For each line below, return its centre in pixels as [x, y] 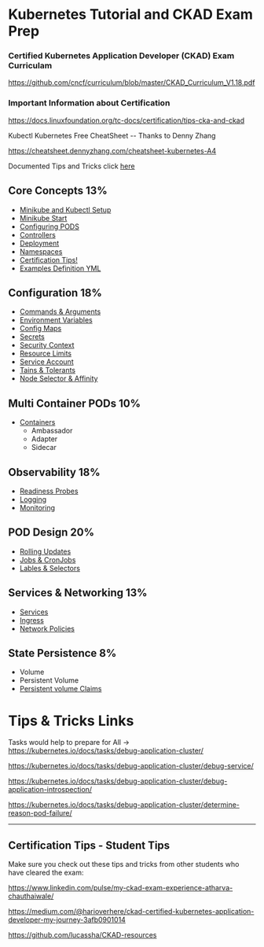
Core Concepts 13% [58, 191]
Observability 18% [54, 472]
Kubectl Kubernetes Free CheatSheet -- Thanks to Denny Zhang [112, 135]
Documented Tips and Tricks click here [71, 166]
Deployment [39, 243]
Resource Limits [46, 354]
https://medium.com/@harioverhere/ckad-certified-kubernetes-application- [131, 912]
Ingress [32, 620]
